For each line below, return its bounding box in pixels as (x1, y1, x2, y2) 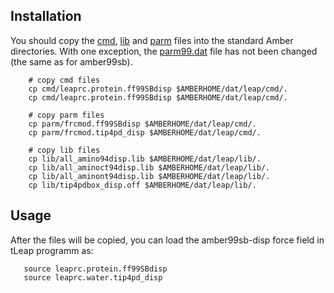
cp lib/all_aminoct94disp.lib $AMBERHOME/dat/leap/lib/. (28, 162, 271, 173)
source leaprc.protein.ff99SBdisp (23, 264, 168, 274)
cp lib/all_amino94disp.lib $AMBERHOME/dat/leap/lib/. (28, 154, 262, 164)
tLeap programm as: (10, 244, 94, 256)
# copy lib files (28, 145, 101, 155)
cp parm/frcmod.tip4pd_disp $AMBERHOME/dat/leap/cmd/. (28, 127, 262, 138)
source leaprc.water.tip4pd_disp (23, 272, 163, 283)
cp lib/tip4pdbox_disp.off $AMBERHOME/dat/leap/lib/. (28, 180, 257, 190)
